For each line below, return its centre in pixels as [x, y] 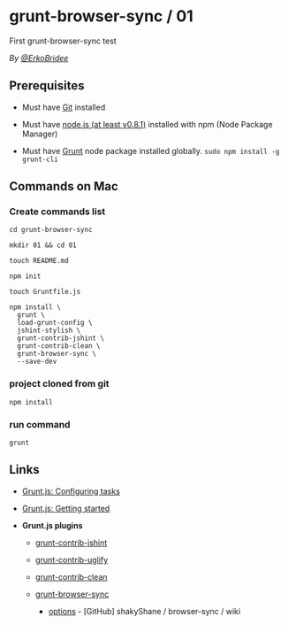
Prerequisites [47, 86]
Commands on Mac [64, 186]
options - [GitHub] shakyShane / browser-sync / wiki [144, 611]
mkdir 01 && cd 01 [43, 245]
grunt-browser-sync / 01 [102, 16]
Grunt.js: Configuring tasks [71, 491]
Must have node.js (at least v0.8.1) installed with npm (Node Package [147, 124]
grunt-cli [40, 159]
